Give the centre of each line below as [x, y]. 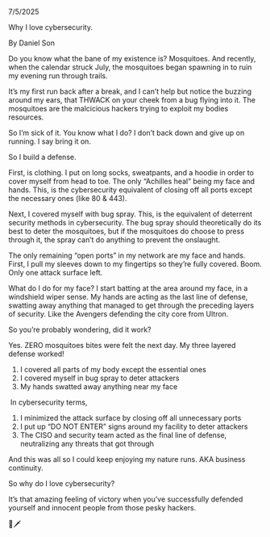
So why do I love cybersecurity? [62, 483]
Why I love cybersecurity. [51, 27]
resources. [26, 117]
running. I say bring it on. [50, 141]
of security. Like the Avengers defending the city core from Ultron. [118, 314]
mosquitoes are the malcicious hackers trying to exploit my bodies [118, 109]
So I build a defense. [42, 157]
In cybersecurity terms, [49, 402]
